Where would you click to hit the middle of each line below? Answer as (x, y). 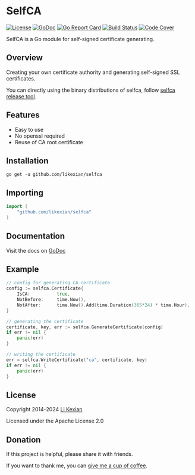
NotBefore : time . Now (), (51, 300)
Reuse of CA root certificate (49, 142)
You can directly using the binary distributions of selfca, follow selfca (91, 90)
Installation (27, 161)
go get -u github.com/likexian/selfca (54, 175)
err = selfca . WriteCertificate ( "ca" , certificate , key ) (77, 360)
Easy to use (29, 129)
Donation (23, 440)
